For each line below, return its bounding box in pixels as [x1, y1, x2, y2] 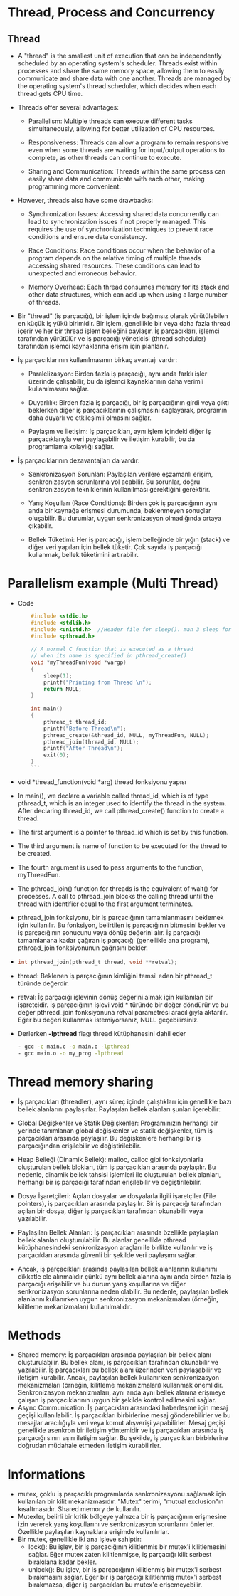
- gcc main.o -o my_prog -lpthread [17, 1050, 124, 1057]
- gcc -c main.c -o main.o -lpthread [17, 1043, 130, 1050]
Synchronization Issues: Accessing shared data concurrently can [28, 210, 219, 218]
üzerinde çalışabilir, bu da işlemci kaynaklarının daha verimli [28, 377, 204, 385]
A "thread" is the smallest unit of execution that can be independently [17, 51, 222, 60]
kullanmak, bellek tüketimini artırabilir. [28, 551, 139, 559]
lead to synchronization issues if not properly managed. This [28, 218, 206, 226]
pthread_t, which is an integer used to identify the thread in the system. [17, 798, 227, 808]
